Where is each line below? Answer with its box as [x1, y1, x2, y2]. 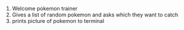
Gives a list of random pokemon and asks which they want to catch [11, 11, 179, 18]
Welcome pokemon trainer [11, 5, 78, 12]
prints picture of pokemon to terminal [11, 18, 105, 24]
